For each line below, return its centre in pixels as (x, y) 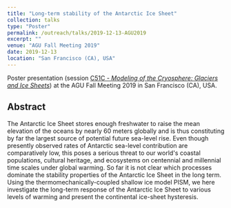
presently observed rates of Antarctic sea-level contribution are (98, 145)
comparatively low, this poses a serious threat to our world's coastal (104, 153)
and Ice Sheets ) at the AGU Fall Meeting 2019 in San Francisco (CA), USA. (112, 85)
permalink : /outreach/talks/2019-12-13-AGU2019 (77, 33)
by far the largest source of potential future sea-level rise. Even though (108, 138)
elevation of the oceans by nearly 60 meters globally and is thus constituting (116, 131)
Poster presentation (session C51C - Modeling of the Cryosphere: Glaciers (113, 78)
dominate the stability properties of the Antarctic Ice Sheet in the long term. (114, 175)
